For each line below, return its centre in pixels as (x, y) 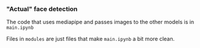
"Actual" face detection (42, 9)
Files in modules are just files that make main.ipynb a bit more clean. (91, 39)
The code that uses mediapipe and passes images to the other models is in (100, 22)
